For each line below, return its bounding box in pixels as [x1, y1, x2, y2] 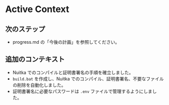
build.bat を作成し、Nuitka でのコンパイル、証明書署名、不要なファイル [12, 75, 164, 81]
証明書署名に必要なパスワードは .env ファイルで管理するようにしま [12, 88, 153, 94]
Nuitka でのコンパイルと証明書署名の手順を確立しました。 [12, 69, 134, 75]
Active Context [5, 4, 70, 15]
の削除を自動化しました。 [12, 82, 66, 88]
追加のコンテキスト [5, 55, 65, 64]
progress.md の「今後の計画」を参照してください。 [12, 39, 120, 45]
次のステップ [5, 25, 45, 33]
